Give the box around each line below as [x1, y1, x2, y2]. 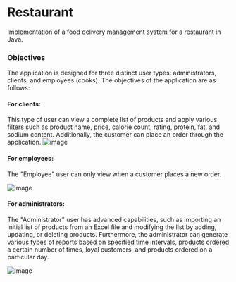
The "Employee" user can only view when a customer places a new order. [7, 170, 222, 178]
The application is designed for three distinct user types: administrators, [7, 68, 217, 78]
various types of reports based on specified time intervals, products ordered [7, 238, 230, 246]
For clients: [7, 99, 41, 108]
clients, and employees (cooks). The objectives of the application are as [7, 76, 216, 85]
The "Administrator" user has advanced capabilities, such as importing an [7, 215, 221, 223]
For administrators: [7, 200, 65, 208]
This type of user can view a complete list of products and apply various [7, 116, 218, 124]
